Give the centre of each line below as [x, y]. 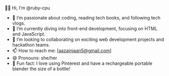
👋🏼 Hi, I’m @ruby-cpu [28, 8]
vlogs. [19, 23]
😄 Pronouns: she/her [34, 58]
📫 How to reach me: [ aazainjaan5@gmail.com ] [62, 50]
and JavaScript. [29, 34]
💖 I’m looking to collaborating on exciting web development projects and [88, 39]
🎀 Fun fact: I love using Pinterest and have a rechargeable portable [82, 63]
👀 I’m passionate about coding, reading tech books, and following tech [86, 18]
